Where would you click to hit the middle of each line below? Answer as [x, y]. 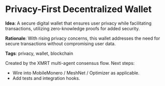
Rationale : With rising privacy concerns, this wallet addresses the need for [82, 38]
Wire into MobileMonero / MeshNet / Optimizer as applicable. [76, 73]
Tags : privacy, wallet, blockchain [39, 53]
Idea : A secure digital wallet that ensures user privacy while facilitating [78, 23]
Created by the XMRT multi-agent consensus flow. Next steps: [70, 63]
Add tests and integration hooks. [46, 78]
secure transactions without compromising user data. [60, 43]
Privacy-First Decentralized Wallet [78, 9]
